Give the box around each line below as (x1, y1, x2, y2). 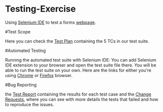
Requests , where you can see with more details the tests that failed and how (5, 96, 159, 102)
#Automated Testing (5, 48, 46, 53)
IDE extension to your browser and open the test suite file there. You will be (5, 62, 157, 68)
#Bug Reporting (5, 81, 37, 88)
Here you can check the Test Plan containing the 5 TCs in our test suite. (5, 38, 149, 44)
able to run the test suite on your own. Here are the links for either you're (5, 67, 151, 73)
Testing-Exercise (5, 3, 76, 15)
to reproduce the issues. (5, 101, 54, 107)
